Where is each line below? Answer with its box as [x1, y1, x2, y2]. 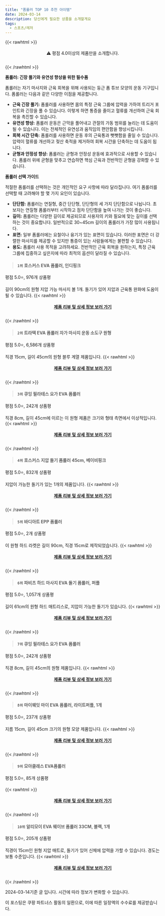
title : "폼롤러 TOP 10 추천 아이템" [5, 7, 72, 12]
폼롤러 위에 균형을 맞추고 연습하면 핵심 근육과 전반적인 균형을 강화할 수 [19, 157, 154, 163]
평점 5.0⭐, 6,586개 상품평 [5, 342, 55, 348]
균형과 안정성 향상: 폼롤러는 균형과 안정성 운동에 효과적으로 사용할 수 [12, 151, 144, 157]
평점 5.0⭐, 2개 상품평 [5, 530, 46, 536]
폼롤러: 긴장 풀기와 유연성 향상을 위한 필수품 [5, 75, 89, 80]
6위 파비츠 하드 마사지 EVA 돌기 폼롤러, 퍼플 [17, 580, 100, 586]
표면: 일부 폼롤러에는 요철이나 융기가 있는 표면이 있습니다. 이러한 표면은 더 [12, 232, 155, 238]
